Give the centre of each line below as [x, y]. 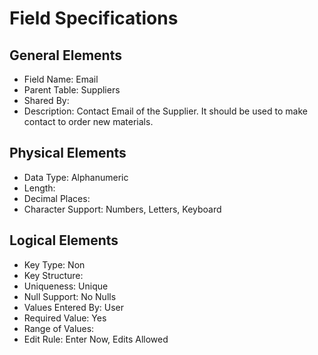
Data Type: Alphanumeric [76, 177]
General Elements [65, 55]
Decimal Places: [57, 198]
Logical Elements [64, 240]
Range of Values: [59, 328]
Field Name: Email [61, 79]
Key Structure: [53, 275]
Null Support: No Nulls [70, 296]
